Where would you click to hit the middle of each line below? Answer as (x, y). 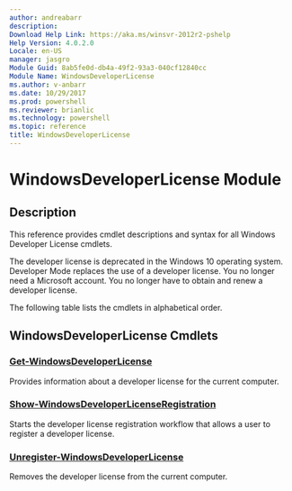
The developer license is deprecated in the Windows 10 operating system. (146, 261)
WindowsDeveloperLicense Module (145, 180)
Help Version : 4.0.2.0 (52, 43)
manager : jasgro (40, 59)
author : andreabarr (46, 18)
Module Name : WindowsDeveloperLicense (82, 77)
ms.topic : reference (48, 127)
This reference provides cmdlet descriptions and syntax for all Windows (142, 234)
